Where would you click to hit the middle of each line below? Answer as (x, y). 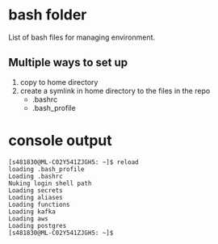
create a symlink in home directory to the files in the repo (115, 90)
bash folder (48, 15)
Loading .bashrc (36, 176)
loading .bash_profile (46, 169)
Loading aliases (36, 197)
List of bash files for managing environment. (82, 37)
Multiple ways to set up (68, 63)
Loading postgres (38, 225)
